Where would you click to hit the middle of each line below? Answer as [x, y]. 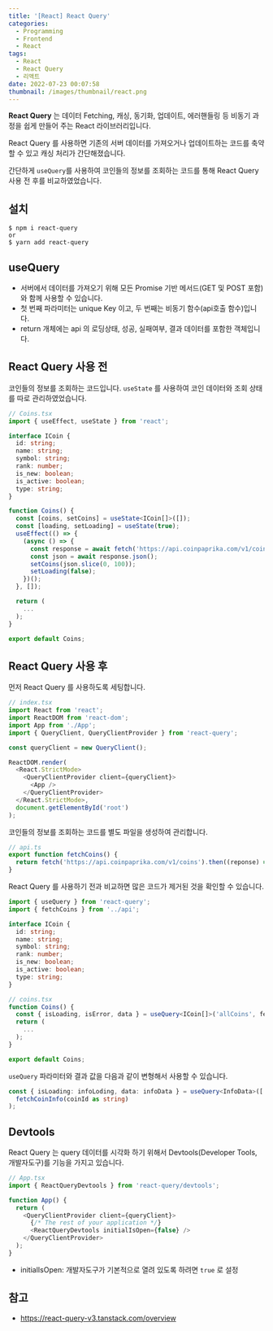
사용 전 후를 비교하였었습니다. [55, 181]
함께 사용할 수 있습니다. [66, 298]
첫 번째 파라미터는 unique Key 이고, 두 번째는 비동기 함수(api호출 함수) [132, 308]
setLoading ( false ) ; [63, 572]
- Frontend [34, 39]
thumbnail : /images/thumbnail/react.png [78, 92]
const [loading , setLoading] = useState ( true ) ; [98, 526]
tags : [17, 54]
